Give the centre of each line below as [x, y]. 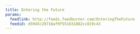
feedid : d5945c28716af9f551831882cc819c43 [55, 24]
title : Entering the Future [35, 10]
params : [13, 14]
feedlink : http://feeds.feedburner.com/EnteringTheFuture [73, 19]
